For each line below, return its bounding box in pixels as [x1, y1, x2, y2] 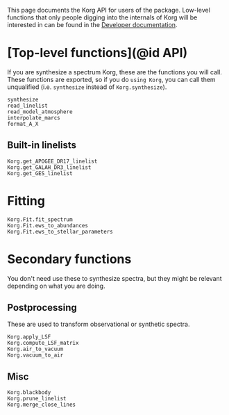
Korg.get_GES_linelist [7, 170, 73, 177]
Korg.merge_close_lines [7, 401, 76, 409]
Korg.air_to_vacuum [7, 345, 64, 353]
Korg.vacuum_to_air [7, 352, 64, 359]
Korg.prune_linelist [7, 396, 67, 402]
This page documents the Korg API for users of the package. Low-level [7, 6, 210, 14]
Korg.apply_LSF [7, 334, 51, 341]
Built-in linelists [7, 139, 76, 152]
